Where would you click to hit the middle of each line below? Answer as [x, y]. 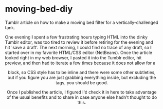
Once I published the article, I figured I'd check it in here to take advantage [82, 92]
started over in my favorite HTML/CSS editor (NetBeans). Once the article [79, 53]
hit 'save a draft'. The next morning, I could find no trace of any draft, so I [78, 47]
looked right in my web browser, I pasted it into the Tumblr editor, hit [73, 57]
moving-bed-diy [39, 9]
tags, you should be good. [82, 82]
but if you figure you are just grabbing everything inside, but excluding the [82, 77]
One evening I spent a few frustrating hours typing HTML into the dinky [76, 37]
